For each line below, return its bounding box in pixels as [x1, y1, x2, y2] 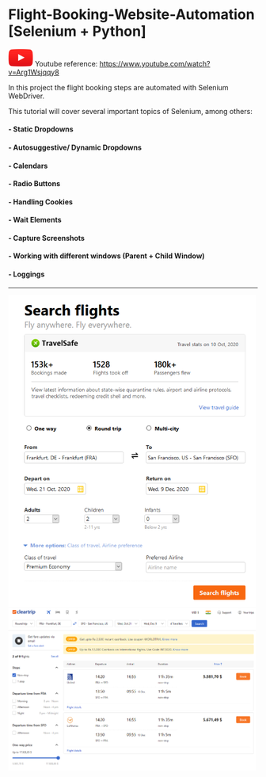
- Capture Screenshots [8, 233, 85, 242]
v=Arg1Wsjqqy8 [8, 67, 59, 77]
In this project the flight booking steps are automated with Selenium [8, 82, 229, 92]
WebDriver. [8, 91, 45, 101]
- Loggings [8, 269, 45, 279]
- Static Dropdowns [8, 124, 74, 134]
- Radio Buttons [8, 179, 61, 189]
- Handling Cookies [8, 196, 74, 207]
